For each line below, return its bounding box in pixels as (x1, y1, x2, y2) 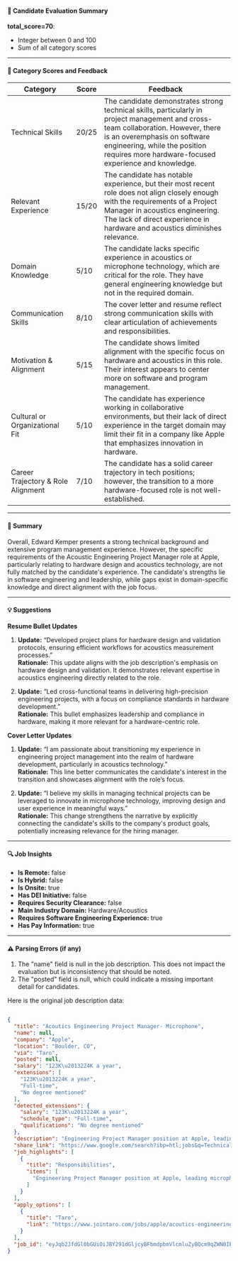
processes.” (17, 651, 53, 659)
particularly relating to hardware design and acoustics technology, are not (7, 560, 223, 568)
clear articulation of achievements (103, 318, 217, 328)
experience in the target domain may (103, 421, 227, 431)
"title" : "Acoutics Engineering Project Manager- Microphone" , (13, 1023, 204, 1030)
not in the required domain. (103, 288, 194, 298)
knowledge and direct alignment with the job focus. (7, 583, 157, 591)
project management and (103, 114, 188, 124)
